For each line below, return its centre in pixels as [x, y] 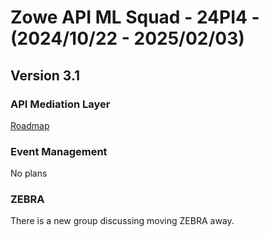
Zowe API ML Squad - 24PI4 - [135, 17]
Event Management [59, 151]
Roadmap [30, 125]
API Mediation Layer [60, 104]
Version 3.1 [45, 75]
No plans [29, 173]
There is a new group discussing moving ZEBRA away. [122, 221]
